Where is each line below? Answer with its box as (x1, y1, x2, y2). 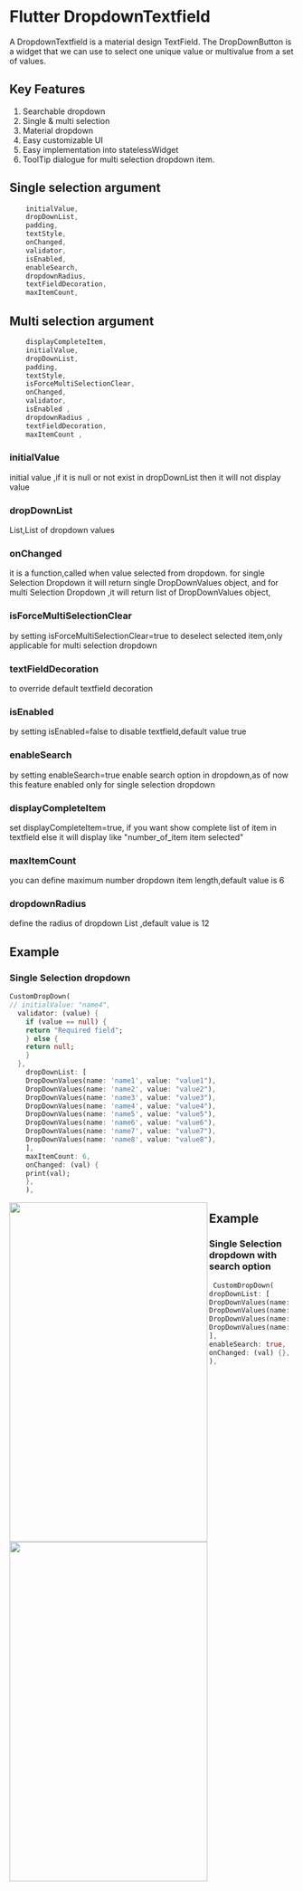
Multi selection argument (9, 313, 155, 329)
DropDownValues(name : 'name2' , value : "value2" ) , (25, 1084, 217, 1094)
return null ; (25, 1043, 75, 1052)
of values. (9, 55, 47, 66)
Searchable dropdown (22, 106, 106, 117)
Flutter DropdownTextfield (9, 6, 211, 27)
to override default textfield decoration (9, 683, 154, 693)
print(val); (25, 1169, 71, 1178)
